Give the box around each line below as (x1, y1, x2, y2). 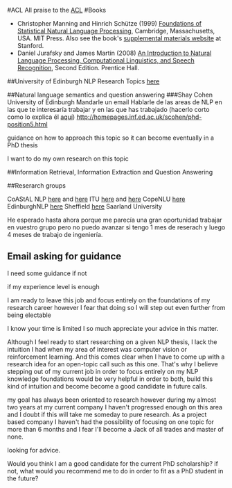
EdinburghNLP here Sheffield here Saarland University (7, 202, 163, 211)
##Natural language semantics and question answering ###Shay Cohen (7, 90, 213, 99)
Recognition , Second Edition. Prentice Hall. (17, 64, 140, 72)
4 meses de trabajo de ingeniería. (7, 231, 103, 238)
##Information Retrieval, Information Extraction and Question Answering (7, 168, 213, 176)
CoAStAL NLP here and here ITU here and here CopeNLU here (7, 195, 186, 203)
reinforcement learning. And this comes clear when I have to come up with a (7, 352, 225, 361)
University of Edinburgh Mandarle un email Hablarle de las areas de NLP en (7, 98, 223, 106)
